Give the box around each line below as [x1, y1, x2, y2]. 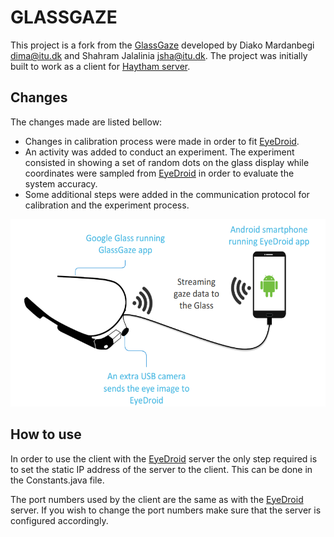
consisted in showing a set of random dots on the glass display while [24, 156, 310, 168]
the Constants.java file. [10, 474, 105, 486]
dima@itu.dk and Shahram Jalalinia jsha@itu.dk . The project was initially [10, 49, 308, 61]
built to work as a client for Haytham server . [10, 60, 191, 72]
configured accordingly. [10, 514, 109, 526]
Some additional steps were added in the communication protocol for [24, 188, 310, 200]
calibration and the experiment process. [24, 199, 190, 211]
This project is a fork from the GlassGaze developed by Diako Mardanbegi [10, 39, 315, 51]
